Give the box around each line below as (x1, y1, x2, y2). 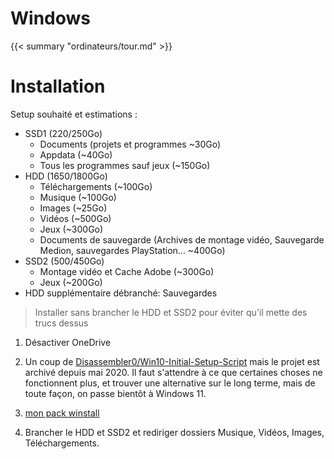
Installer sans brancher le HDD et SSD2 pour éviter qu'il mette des (34, 306, 308, 318)
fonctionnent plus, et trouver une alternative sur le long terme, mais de (24, 377, 316, 389)
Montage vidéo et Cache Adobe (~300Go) (39, 265, 215, 277)
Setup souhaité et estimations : (10, 108, 138, 120)
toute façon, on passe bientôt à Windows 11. (24, 387, 207, 399)
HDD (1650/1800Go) (24, 170, 108, 182)
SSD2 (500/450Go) (24, 255, 105, 267)
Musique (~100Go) (39, 191, 117, 203)
